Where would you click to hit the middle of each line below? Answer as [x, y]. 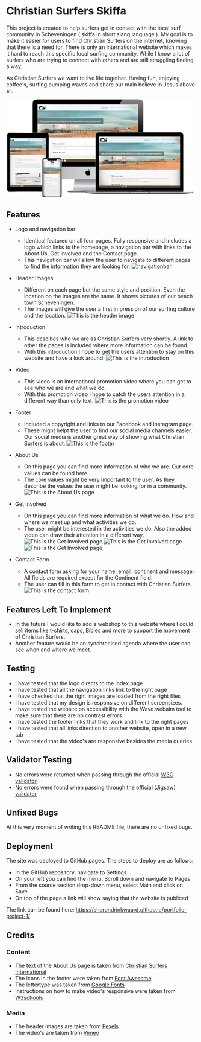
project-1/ [18, 916]
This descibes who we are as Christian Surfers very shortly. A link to [109, 339]
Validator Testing [39, 760]
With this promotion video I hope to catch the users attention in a [104, 394]
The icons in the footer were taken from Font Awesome [83, 978]
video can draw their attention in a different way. [84, 535]
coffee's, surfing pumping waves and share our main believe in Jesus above [101, 84]
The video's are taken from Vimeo [57, 1033]
